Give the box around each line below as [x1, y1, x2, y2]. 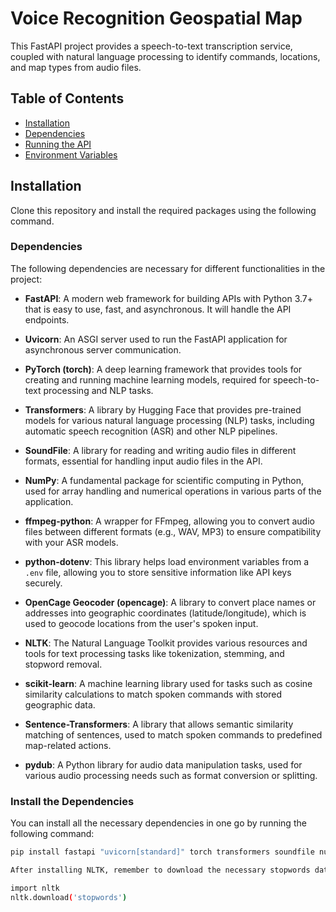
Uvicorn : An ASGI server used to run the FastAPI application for [24, 333, 288, 345]
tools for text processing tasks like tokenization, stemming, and [24, 647, 285, 659]
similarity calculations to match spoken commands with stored [24, 688, 283, 700]
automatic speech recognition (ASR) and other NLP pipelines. [24, 425, 278, 437]
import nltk [10, 883, 60, 893]
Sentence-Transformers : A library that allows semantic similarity [24, 718, 294, 730]
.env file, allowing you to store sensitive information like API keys [24, 566, 292, 578]
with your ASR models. [24, 536, 119, 548]
